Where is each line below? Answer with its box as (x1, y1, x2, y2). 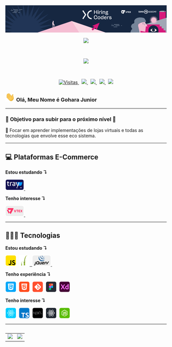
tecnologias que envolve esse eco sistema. (5, 133, 96, 139)
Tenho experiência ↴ (5, 271, 51, 277)
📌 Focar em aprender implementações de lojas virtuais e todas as (5, 127, 143, 133)
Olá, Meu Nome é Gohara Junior (16, 96, 97, 103)
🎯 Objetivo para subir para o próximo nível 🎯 (5, 116, 116, 123)
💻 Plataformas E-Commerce (5, 153, 99, 162)
